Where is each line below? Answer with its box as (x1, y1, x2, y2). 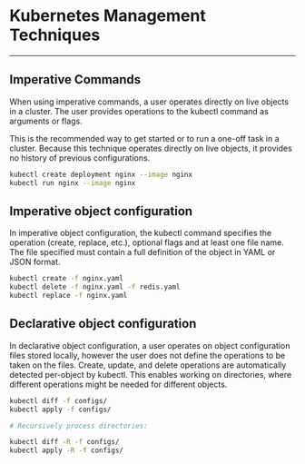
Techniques (9, 25, 101, 45)
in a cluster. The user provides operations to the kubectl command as (9, 105, 270, 116)
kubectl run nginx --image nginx (9, 178, 136, 187)
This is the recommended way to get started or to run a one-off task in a (9, 133, 280, 143)
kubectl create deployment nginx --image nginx (9, 170, 193, 179)
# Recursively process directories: (9, 421, 148, 430)
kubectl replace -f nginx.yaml (9, 291, 128, 301)
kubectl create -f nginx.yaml (9, 274, 124, 283)
